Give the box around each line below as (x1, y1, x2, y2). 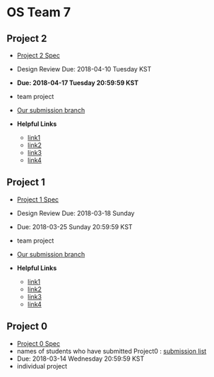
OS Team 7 (6, 4, 71, 21)
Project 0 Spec (16, 339, 61, 347)
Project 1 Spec (16, 195, 59, 204)
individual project (16, 361, 68, 370)
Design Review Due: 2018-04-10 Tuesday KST (16, 65, 152, 73)
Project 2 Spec (16, 51, 61, 59)
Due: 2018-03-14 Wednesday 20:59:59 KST (16, 354, 145, 363)
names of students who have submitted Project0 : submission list (16, 347, 207, 355)
